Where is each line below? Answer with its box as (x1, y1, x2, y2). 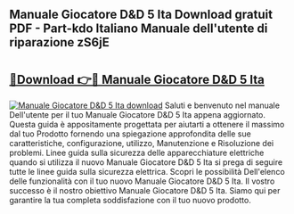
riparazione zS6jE (9, 35, 110, 50)
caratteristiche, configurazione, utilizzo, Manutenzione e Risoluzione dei (9, 138, 274, 148)
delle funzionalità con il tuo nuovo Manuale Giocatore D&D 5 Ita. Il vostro (9, 176, 275, 186)
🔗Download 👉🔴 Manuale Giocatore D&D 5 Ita (9, 71, 265, 87)
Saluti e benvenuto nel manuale (164, 100, 281, 111)
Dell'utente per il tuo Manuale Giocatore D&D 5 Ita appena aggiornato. (9, 110, 265, 119)
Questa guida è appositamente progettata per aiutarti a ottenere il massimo (9, 119, 285, 129)
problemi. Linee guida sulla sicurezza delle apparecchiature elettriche (9, 147, 265, 158)
